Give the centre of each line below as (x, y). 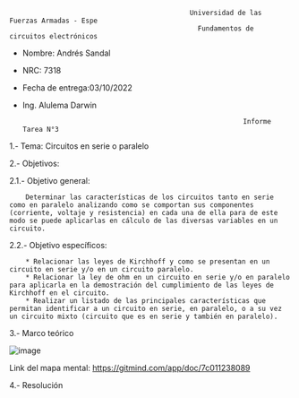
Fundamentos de (226, 29)
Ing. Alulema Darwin (59, 105)
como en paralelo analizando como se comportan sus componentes (132, 205)
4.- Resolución (36, 385)
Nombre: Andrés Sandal (66, 53)
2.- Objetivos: (34, 163)
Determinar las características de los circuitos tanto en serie (150, 197)
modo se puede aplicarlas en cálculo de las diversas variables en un (144, 221)
